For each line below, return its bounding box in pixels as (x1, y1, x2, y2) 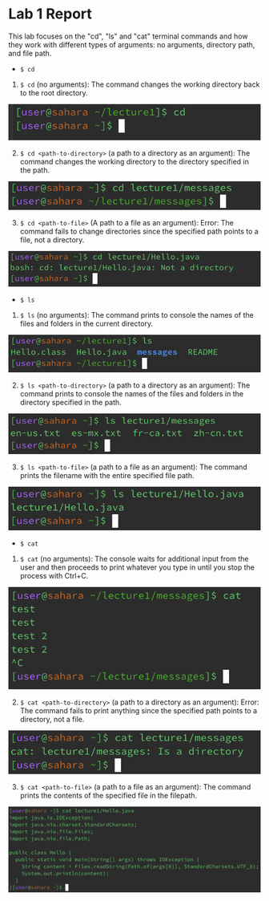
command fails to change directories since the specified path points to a (19, 226, 259, 236)
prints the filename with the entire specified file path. (19, 471, 195, 481)
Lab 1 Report (8, 5, 92, 23)
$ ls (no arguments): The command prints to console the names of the (19, 310, 254, 319)
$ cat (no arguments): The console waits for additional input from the (19, 554, 249, 563)
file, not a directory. (19, 234, 85, 245)
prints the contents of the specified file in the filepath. (19, 791, 198, 801)
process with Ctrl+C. (19, 570, 89, 580)
